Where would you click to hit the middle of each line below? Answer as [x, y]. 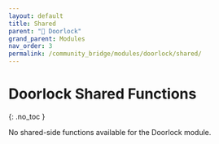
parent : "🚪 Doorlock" [45, 31]
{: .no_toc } [27, 116]
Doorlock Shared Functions [103, 94]
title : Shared [33, 24]
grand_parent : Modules [47, 39]
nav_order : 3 [31, 46]
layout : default [36, 16]
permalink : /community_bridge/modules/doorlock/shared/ [105, 54]
